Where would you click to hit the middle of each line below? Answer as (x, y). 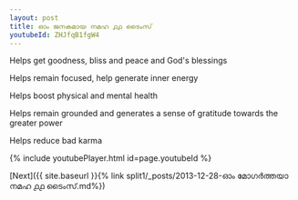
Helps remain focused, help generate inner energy (104, 78)
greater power (36, 123)
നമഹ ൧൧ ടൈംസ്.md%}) (57, 186)
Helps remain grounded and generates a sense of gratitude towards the (144, 114)
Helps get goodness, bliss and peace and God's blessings (118, 61)
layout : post (34, 18)
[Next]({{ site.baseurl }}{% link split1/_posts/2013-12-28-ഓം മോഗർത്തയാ (149, 176)
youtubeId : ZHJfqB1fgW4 (55, 35)
